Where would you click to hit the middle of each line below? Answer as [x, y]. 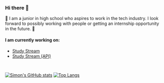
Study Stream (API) [32, 56]
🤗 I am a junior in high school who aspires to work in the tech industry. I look [82, 19]
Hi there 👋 [17, 8]
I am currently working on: [33, 40]
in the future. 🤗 [20, 29]
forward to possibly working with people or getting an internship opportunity [82, 23]
